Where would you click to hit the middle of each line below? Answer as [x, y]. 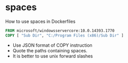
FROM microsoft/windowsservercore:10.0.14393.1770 [60, 30]
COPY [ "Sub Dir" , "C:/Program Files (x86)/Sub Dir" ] [65, 35]
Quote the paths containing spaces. [50, 50]
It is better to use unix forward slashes [53, 56]
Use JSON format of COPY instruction [52, 45]
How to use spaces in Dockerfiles [40, 21]
